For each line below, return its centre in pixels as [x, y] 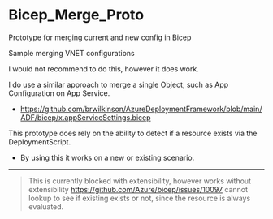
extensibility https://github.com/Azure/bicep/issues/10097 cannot [138, 189]
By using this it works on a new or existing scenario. [107, 157]
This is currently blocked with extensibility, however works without [140, 181]
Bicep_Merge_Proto [76, 15]
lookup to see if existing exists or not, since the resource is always [139, 198]
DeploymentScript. [40, 142]
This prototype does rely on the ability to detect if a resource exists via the [133, 133]
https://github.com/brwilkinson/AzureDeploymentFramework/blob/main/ [141, 109]
